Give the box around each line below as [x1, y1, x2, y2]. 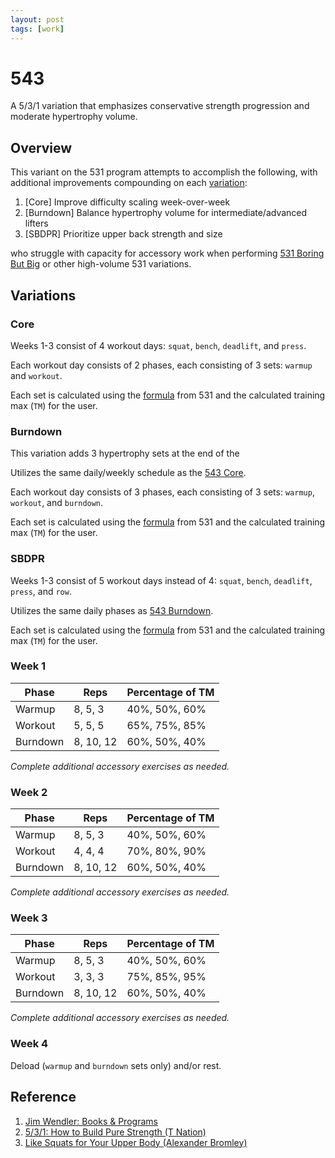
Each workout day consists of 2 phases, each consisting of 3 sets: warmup [10, 359, 313, 371]
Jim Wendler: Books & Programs [24, 1115, 158, 1127]
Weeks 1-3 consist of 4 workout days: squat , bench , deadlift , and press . [10, 339, 307, 351]
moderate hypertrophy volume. [10, 111, 138, 123]
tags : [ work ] [10, 24, 65, 34]
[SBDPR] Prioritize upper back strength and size [24, 228, 223, 240]
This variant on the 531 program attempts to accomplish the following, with [10, 166, 318, 178]
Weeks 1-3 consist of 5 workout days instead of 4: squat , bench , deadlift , [10, 574, 313, 586]
